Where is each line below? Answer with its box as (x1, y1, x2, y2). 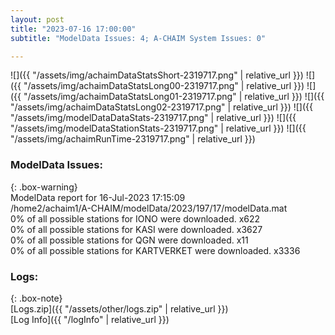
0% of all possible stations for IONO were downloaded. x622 (10, 212, 261, 225)
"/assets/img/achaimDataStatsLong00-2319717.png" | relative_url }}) (23, 80, 305, 92)
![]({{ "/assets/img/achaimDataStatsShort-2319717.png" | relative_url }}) (10, 69, 304, 81)
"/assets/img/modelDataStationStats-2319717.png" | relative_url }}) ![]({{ (10, 122, 307, 135)
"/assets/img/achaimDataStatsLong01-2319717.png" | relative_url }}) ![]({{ (23, 91, 325, 103)
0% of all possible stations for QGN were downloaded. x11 (10, 234, 249, 246)
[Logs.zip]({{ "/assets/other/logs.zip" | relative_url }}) (10, 302, 229, 315)
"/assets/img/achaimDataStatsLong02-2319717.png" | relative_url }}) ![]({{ (10, 101, 314, 113)
